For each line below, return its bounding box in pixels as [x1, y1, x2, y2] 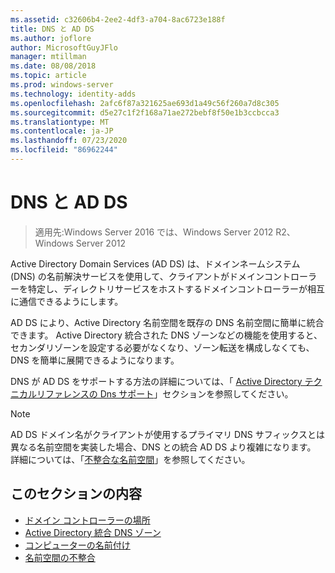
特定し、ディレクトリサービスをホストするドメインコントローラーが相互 [27, 282, 326, 295]
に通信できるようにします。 [10, 295, 124, 307]
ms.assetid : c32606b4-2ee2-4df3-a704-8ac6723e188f [10, 14, 226, 25]
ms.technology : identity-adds [10, 89, 137, 99]
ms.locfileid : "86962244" [10, 145, 118, 155]
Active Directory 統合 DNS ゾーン [24, 526, 162, 538]
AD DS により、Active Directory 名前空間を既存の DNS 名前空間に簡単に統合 [10, 316, 325, 328]
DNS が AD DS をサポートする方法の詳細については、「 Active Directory [10, 375, 303, 387]
